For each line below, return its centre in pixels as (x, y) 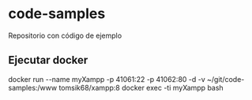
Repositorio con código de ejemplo (65, 35)
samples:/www (33, 87)
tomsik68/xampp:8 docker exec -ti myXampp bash (141, 87)
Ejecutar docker (48, 60)
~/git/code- (226, 79)
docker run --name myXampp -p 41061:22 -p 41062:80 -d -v (107, 79)
